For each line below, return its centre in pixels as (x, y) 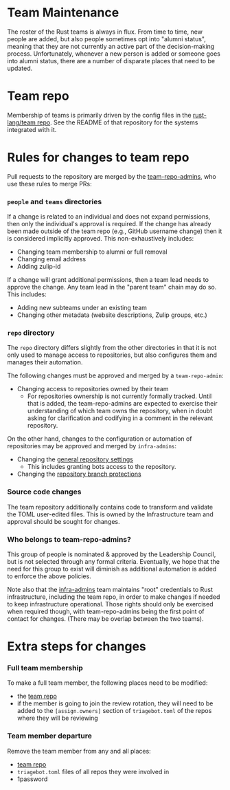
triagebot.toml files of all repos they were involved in (93, 771)
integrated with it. (32, 129)
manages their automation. (45, 362)
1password (32, 779)
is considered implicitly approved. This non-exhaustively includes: (101, 239)
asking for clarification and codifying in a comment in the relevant (120, 418)
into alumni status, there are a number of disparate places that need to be (111, 61)
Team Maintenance (63, 13)
